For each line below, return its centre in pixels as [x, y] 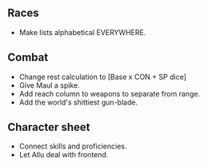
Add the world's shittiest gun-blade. [78, 102]
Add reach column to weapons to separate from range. [110, 93]
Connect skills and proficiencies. [73, 146]
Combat [28, 58]
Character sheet [49, 127]
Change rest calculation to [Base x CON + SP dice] [103, 77]
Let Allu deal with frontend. [64, 155]
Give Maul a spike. [50, 85]
